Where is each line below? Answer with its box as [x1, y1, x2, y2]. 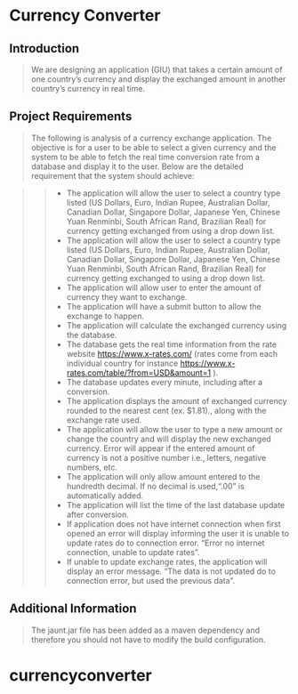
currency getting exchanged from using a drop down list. [66, 225, 276, 236]
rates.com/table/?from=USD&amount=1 [66, 367, 212, 378]
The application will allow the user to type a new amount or [66, 424, 283, 434]
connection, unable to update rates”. [66, 546, 200, 557]
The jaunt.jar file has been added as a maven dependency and [30, 625, 261, 635]
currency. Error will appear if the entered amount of [66, 442, 255, 454]
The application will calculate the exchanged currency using [66, 319, 287, 330]
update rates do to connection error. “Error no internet [66, 537, 265, 548]
